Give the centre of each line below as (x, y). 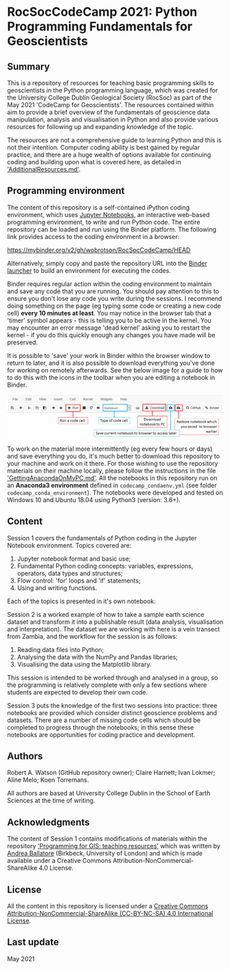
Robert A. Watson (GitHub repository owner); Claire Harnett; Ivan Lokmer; (111, 773)
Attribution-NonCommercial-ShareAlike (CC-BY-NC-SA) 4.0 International (110, 913)
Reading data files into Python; (60, 649)
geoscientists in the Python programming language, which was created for (113, 90)
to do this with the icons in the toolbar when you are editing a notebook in (111, 377)
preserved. (23, 342)
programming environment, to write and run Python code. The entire (104, 222)
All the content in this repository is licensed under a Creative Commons (108, 906)
